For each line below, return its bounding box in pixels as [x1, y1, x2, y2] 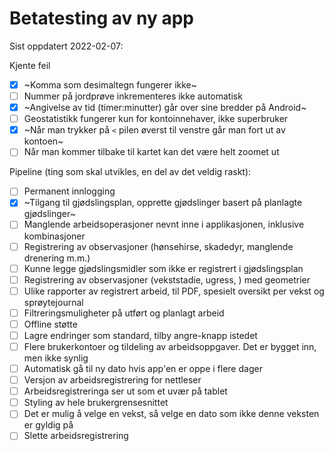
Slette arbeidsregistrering [23, 430, 129, 442]
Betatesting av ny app [9, 7, 194, 30]
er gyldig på [23, 419, 74, 431]
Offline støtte [23, 318, 78, 330]
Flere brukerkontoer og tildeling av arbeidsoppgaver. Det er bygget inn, [23, 340, 317, 352]
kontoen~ [23, 135, 64, 147]
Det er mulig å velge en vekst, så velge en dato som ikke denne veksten [23, 408, 320, 420]
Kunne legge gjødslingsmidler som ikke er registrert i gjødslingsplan [23, 262, 304, 274]
